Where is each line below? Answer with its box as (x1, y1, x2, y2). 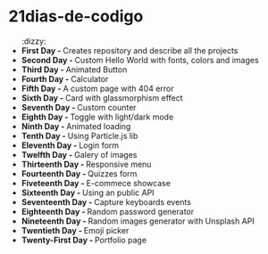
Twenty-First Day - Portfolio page (21, 234, 147, 245)
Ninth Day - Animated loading (21, 120, 131, 131)
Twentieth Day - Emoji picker (21, 225, 130, 235)
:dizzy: (21, 36, 46, 46)
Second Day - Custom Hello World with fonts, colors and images (21, 54, 260, 65)
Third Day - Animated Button (21, 64, 128, 75)
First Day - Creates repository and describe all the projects (21, 45, 239, 55)
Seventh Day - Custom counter (21, 102, 137, 112)
